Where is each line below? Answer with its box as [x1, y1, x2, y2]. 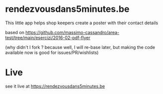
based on [5, 29, 25, 35]
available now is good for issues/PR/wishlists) [5, 49, 99, 55]
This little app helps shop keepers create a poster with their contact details [5, 20, 158, 26]
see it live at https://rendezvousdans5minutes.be [5, 83, 105, 89]
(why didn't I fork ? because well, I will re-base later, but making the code [5, 44, 156, 50]
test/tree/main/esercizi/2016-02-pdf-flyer [5, 35, 90, 41]
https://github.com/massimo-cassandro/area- [25, 29, 120, 35]
